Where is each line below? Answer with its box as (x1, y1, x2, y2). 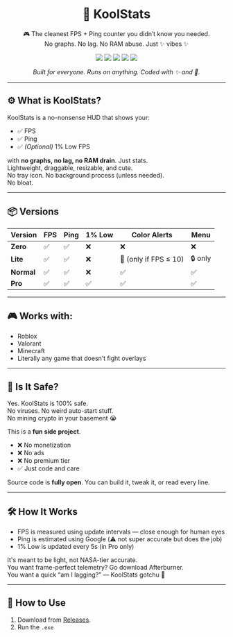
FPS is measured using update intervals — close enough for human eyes (17, 527, 225, 536)
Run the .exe (17, 622, 54, 631)
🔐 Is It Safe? (7, 381, 59, 393)
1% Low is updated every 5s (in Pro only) (17, 543, 135, 550)
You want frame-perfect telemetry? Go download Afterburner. (7, 563, 184, 571)
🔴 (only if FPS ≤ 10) (120, 255, 184, 264)
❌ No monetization (17, 441, 71, 450)
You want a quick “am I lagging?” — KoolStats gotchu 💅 (7, 570, 165, 579)
